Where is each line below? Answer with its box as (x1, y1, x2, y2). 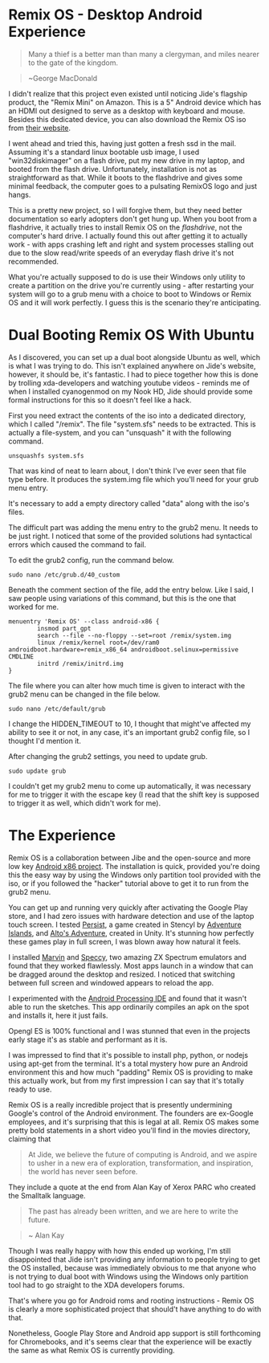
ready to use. (8, 1084, 52, 1094)
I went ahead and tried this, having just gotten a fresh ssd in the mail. (8, 138, 237, 148)
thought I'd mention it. (8, 736, 82, 745)
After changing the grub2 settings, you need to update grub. (8, 751, 208, 761)
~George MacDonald (27, 73, 98, 83)
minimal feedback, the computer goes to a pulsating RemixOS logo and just (8, 181, 258, 190)
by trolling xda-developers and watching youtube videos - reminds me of (8, 377, 251, 387)
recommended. (8, 256, 59, 266)
